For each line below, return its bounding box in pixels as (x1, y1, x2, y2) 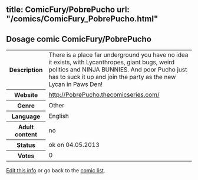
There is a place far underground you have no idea (48, 51, 189, 59)
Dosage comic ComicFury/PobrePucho (6, 34, 152, 44)
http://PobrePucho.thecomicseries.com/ (48, 90, 160, 99)
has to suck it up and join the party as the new (48, 73, 176, 81)
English (48, 112, 69, 120)
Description (9, 66, 43, 74)
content (14, 130, 37, 138)
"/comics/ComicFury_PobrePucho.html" (6, 14, 159, 24)
